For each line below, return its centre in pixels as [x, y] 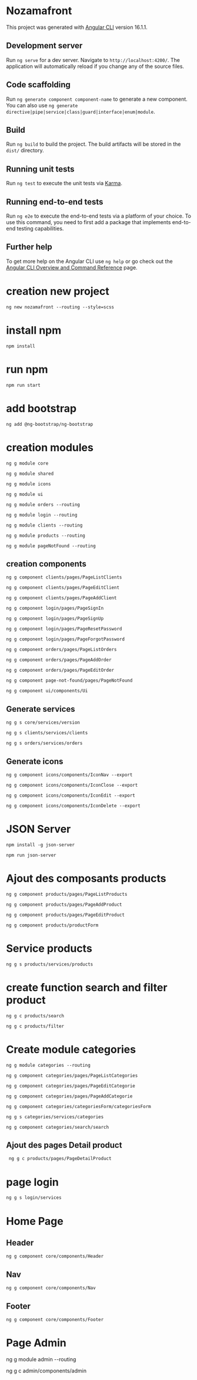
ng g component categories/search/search [58, 1127]
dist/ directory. [25, 150]
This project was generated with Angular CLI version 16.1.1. [77, 27]
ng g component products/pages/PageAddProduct [64, 904]
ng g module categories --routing [49, 1065]
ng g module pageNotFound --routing [51, 546]
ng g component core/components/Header [55, 1256]
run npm [27, 369]
